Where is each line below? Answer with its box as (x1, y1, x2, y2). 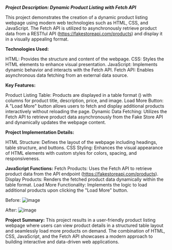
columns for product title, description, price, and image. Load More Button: (5, 97, 164, 103)
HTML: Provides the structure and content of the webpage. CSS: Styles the (5, 56, 164, 62)
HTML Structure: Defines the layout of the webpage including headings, (5, 139, 158, 145)
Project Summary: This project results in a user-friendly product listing (5, 217, 156, 223)
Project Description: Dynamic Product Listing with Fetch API (5, 5, 137, 10)
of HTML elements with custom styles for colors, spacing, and (5, 150, 137, 156)
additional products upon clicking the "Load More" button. (5, 187, 128, 193)
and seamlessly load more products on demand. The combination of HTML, (5, 228, 165, 234)
